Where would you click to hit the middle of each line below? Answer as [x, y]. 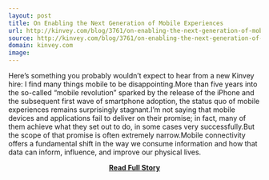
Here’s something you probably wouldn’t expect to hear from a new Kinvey [131, 76]
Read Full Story [134, 168]
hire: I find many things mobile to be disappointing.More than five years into [133, 84]
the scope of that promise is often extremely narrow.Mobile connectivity [127, 135]
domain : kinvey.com [41, 46]
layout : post [30, 16]
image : [19, 53]
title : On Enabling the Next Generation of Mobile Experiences [116, 23]
